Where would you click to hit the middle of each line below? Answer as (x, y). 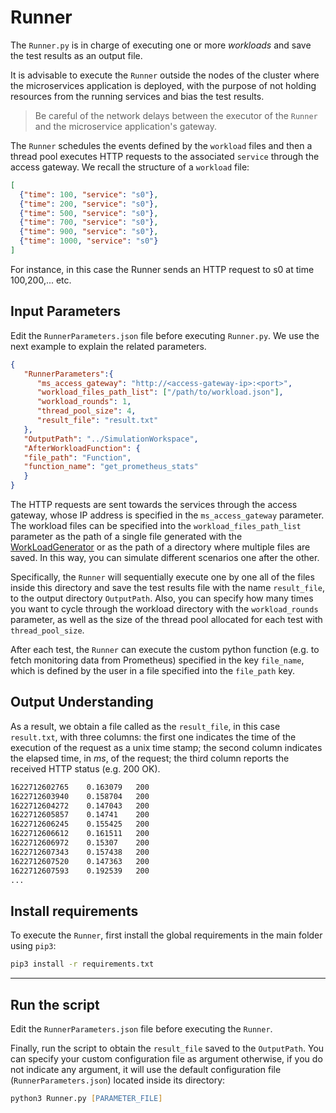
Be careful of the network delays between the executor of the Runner (176, 115)
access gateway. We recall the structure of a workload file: (130, 167)
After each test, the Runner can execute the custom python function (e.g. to (165, 649)
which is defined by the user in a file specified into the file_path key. (152, 670)
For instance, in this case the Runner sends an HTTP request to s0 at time (162, 269)
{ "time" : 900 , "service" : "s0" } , (89, 232)
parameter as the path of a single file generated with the (126, 536)
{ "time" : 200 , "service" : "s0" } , (89, 204)
